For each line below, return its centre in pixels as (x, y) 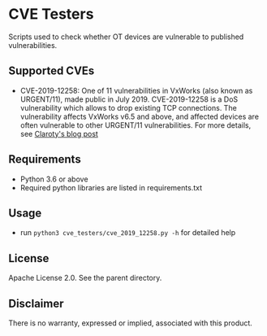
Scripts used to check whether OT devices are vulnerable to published (126, 37)
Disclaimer (36, 303)
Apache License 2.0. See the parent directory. (85, 278)
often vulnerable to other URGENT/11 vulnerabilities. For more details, (136, 125)
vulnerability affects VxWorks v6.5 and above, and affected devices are (140, 116)
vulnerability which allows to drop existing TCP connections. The (128, 107)
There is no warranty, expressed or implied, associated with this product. (131, 323)
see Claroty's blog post (59, 133)
